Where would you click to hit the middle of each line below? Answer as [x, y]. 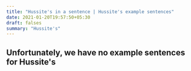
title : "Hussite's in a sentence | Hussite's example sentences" [90, 12]
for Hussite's [31, 62]
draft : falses [24, 23]
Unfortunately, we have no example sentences [96, 52]
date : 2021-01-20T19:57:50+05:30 [48, 17]
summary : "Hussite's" [34, 28]
